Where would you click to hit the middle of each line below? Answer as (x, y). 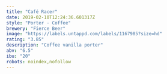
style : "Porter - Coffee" (38, 23)
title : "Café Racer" (32, 12)
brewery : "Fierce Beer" (36, 28)
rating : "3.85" (25, 39)
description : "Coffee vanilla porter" (55, 45)
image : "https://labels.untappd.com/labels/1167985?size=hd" (84, 34)
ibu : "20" (19, 56)
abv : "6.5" (20, 51)
